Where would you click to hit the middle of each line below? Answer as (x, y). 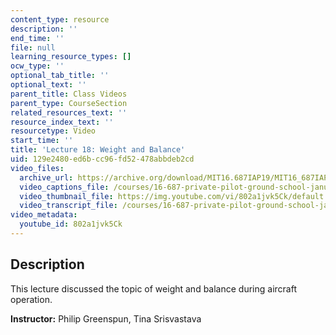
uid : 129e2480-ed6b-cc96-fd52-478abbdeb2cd (102, 159)
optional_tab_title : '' (60, 76)
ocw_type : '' (37, 66)
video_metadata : (44, 215)
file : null (33, 47)
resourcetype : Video (53, 131)
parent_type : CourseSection (69, 103)
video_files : (37, 168)
